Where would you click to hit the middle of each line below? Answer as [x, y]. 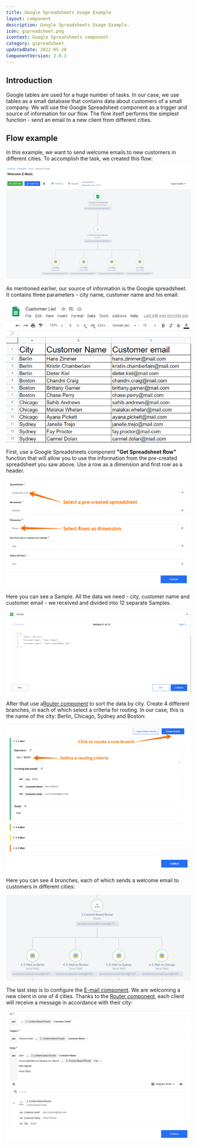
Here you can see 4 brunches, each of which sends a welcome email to [93, 880]
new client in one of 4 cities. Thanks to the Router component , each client [95, 996]
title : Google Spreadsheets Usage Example [59, 12]
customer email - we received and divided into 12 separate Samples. [89, 603]
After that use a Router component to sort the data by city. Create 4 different [98, 703]
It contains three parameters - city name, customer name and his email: [92, 295]
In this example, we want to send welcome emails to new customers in [91, 153]
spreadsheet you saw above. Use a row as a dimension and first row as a [94, 465]
